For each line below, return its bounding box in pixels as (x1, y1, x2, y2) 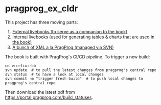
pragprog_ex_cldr (5, 3, 78, 14)
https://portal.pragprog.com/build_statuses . (5, 94, 93, 100)
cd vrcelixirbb (5, 63, 36, 68)
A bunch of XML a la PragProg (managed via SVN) (12, 44, 114, 50)
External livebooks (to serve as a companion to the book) (12, 28, 128, 34)
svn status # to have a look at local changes (5, 72, 104, 77)
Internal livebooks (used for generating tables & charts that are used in (12, 34, 155, 40)
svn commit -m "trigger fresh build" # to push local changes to (5, 76, 143, 81)
